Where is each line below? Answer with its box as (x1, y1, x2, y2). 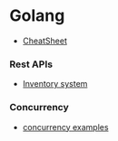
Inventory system (22, 79, 88, 89)
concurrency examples (22, 121, 109, 132)
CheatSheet (22, 35, 68, 46)
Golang (9, 5, 65, 26)
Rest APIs (9, 58, 53, 70)
